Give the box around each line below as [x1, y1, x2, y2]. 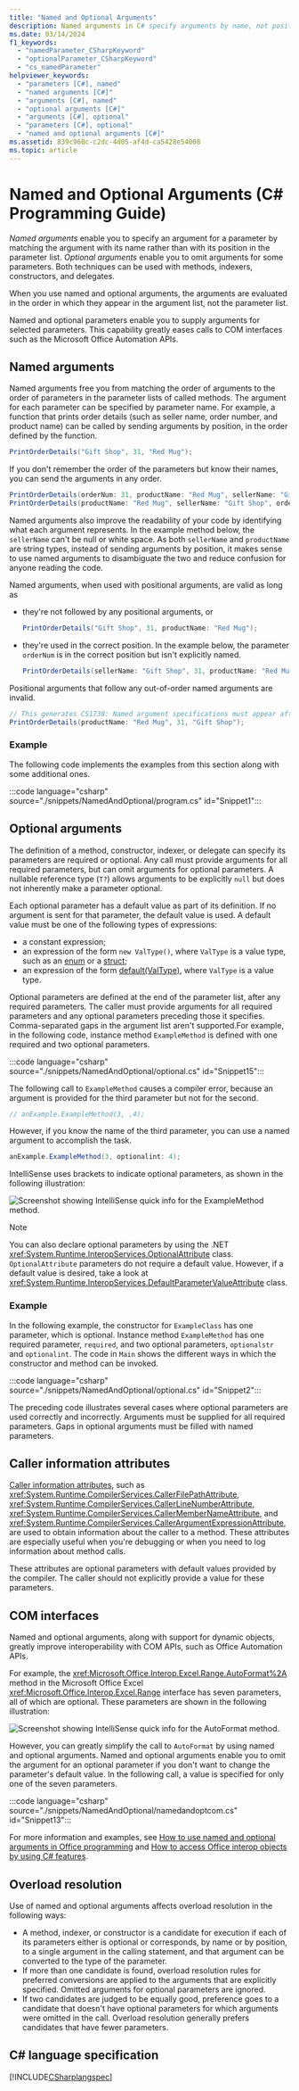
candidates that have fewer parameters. [21, 2022, 169, 2033]
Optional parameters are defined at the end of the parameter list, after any [9, 991, 281, 1002]
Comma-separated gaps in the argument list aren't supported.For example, [9, 1020, 285, 1030]
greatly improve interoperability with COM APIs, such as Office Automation [9, 1641, 283, 1652]
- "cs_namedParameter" [17, 63, 101, 72]
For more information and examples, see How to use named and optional [9, 1832, 276, 1843]
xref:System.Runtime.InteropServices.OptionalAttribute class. [9, 1249, 234, 1260]
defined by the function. [9, 430, 98, 442]
